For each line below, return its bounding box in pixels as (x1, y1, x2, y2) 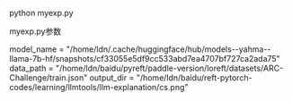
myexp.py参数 (9, 26, 61, 37)
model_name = (9, 44, 65, 55)
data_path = (9, 63, 54, 73)
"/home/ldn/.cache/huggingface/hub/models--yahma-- (66, 44, 271, 55)
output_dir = (89, 72, 135, 83)
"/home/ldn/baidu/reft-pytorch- (136, 72, 253, 83)
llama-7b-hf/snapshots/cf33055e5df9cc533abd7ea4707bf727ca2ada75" (9, 54, 280, 63)
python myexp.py (9, 8, 74, 18)
